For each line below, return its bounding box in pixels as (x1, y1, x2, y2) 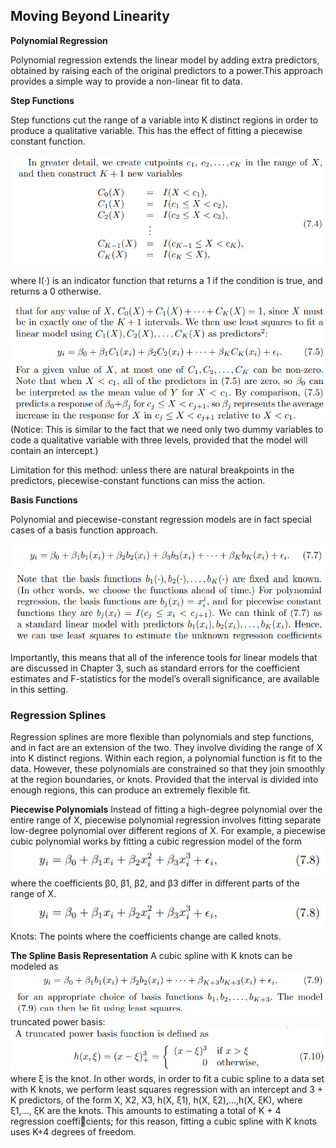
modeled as (10, 960, 59, 972)
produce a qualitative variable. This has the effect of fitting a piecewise (10, 124, 303, 136)
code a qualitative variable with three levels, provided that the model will (10, 434, 308, 446)
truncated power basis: (10, 1016, 106, 1028)
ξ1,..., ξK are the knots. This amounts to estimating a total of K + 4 (10, 1105, 282, 1117)
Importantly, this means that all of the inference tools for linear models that (10, 651, 318, 663)
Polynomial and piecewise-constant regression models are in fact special (10, 514, 312, 526)
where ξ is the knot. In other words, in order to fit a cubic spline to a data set (10, 1073, 325, 1085)
